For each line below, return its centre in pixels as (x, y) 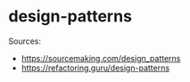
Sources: (25, 41)
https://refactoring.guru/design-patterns (95, 68)
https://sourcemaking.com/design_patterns (101, 58)
